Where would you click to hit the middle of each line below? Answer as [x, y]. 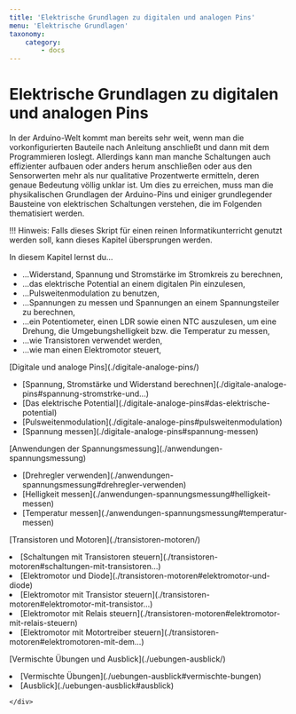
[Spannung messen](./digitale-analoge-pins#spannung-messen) [140, 432]
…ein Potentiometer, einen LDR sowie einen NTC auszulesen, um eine [149, 321]
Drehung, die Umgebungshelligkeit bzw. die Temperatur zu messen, [146, 331]
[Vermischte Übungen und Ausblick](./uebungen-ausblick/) [117, 659]
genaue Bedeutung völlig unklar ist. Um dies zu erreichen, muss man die [141, 185]
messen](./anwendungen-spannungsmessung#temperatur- [179, 513]
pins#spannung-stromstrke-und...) [85, 394]
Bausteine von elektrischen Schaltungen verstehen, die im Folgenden [136, 204]
